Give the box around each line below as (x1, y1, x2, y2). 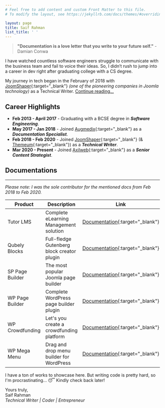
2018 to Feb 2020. (5, 189, 42, 195)
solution (45, 227, 64, 234)
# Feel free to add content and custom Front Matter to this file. (5, 7, 146, 12)
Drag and (45, 341, 67, 348)
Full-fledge (45, 235, 72, 242)
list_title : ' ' (5, 30, 38, 35)
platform (45, 333, 65, 340)
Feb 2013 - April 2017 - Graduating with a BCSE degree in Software (12, 115, 150, 121)
